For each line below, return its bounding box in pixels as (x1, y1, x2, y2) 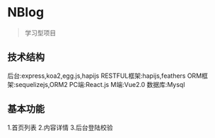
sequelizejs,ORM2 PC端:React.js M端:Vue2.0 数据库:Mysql (15, 80, 185, 88)
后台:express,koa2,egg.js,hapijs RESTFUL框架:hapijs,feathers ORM (7, 71, 202, 80)
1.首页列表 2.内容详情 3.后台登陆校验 (7, 123, 113, 132)
